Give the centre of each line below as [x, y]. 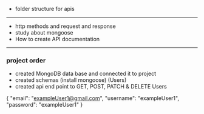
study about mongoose [44, 32]
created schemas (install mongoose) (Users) [71, 80]
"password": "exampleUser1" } [45, 105]
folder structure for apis [45, 9]
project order [26, 60]
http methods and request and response [66, 26]
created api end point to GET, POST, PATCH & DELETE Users [91, 87]
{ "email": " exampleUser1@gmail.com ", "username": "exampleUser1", [93, 98]
